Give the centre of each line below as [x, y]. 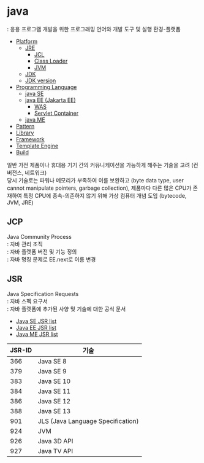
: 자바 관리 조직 [25, 244]
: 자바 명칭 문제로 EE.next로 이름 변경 [51, 259]
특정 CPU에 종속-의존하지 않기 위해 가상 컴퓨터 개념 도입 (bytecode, [105, 195]
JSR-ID [21, 350]
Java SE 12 [54, 401]
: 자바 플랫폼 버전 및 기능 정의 [42, 251]
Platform [27, 41]
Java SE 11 [54, 391]
